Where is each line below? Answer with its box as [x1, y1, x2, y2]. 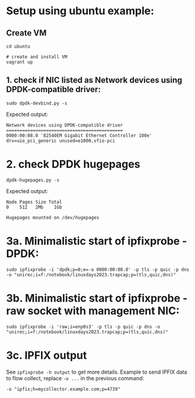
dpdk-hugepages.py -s [6, 177, 60, 183]
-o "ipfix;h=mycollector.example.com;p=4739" [6, 386, 120, 392]
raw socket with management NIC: [6, 304, 180, 317]
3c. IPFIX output [6, 349, 87, 362]
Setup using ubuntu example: [6, 4, 155, 18]
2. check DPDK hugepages [6, 157, 140, 170]
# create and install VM [6, 54, 68, 60]
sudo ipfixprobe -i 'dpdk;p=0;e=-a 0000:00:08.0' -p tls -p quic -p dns [6, 266, 190, 273]
